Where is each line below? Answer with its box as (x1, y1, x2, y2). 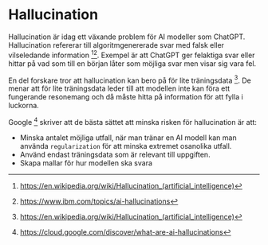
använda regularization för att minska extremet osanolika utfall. (19, 141, 232, 150)
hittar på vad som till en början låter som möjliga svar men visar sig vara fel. (8, 58, 257, 68)
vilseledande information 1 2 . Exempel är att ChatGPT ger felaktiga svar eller (8, 49, 255, 60)
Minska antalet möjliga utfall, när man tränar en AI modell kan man (19, 133, 237, 142)
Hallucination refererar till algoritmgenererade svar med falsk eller (8, 40, 225, 49)
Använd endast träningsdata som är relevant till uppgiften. (19, 150, 211, 159)
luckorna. (8, 101, 40, 111)
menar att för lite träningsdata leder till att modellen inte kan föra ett (8, 84, 231, 93)
